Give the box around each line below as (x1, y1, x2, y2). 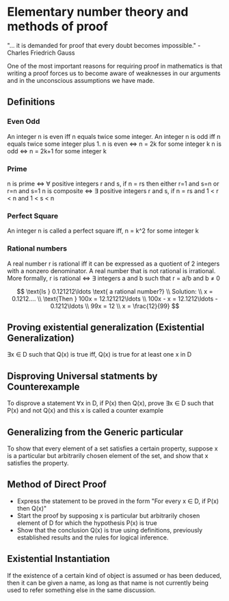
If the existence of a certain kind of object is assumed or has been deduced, (7, 571, 222, 579)
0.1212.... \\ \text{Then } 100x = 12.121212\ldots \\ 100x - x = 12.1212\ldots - (12, 294, 218, 303)
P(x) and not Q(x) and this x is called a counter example (7, 407, 164, 415)
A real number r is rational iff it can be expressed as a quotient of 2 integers (7, 259, 220, 268)
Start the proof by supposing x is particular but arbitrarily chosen (16, 511, 200, 520)
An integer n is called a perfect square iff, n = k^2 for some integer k (7, 227, 200, 235)
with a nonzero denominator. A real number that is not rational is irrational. (7, 266, 216, 274)
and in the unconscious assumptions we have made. (7, 76, 155, 84)
